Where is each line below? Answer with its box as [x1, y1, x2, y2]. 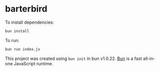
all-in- [143, 56, 155, 61]
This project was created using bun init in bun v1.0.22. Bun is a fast [5, 56, 142, 61]
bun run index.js [5, 47, 40, 52]
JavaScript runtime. [14, 60, 54, 66]
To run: [5, 37, 20, 43]
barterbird [5, 3, 48, 14]
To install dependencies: [5, 19, 55, 25]
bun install [5, 28, 29, 33]
